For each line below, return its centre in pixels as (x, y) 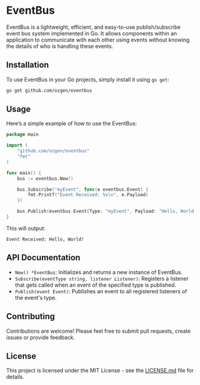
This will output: (26, 228)
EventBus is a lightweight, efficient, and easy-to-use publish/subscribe (93, 27)
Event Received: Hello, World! (45, 239)
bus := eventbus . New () (45, 178)
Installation (28, 65)
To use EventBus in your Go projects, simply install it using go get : (88, 79)
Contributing (31, 316)
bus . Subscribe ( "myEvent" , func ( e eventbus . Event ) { (83, 190)
